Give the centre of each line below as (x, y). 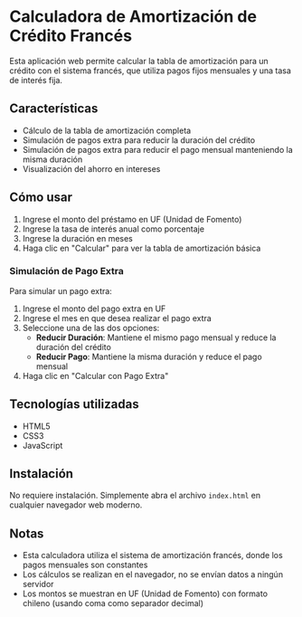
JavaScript (42, 445)
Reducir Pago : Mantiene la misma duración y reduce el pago (149, 356)
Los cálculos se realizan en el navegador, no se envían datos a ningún (152, 574)
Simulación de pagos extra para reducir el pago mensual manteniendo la (157, 149)
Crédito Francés (71, 36)
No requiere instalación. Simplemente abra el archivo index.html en (135, 496)
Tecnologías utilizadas (74, 404)
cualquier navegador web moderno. (76, 505)
